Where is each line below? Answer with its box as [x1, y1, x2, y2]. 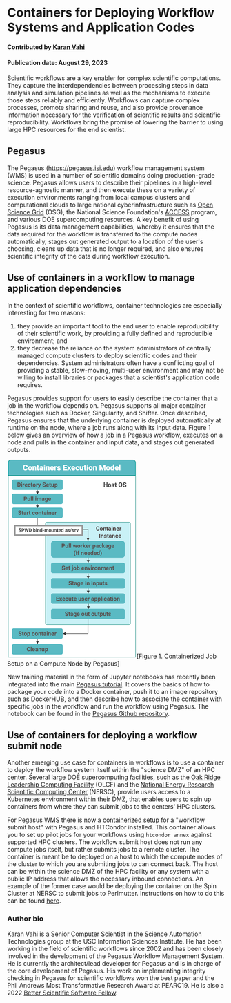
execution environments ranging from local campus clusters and [7, 193, 190, 201]
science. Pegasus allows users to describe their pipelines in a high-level [7, 178, 212, 187]
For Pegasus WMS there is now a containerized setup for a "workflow [7, 816, 205, 824]
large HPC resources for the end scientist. [7, 125, 126, 133]
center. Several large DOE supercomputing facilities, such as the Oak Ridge [7, 773, 221, 782]
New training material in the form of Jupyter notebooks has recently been [7, 673, 216, 681]
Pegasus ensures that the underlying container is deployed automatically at [7, 416, 221, 424]
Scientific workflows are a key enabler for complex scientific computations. [7, 74, 221, 82]
